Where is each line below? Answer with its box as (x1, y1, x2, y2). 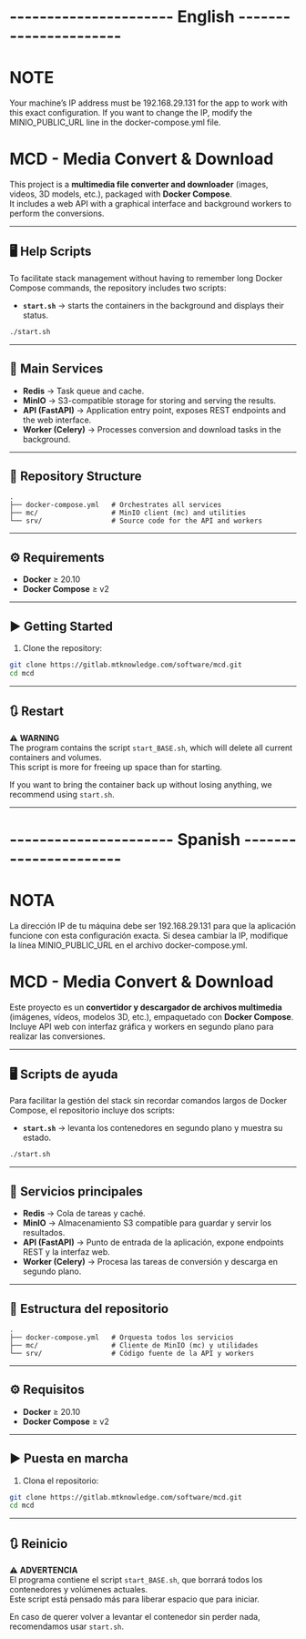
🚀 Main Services (9, 361, 104, 377)
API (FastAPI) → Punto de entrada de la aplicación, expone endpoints (22, 1237, 284, 1248)
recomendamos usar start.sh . (9, 1621, 125, 1632)
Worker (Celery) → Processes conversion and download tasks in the (22, 423, 281, 434)
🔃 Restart (9, 704, 64, 719)
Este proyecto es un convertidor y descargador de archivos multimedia (9, 1002, 282, 1013)
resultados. (22, 1227, 66, 1238)
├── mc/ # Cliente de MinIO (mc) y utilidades (9, 1340, 259, 1349)
